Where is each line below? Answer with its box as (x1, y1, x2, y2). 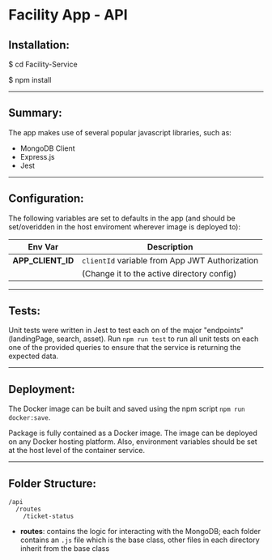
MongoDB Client (19, 143, 75, 153)
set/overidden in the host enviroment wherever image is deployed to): (8, 221, 241, 232)
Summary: (8, 106, 62, 120)
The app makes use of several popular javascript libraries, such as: (8, 127, 232, 137)
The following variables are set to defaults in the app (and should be (8, 213, 236, 223)
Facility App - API (8, 6, 128, 24)
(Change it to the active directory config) (81, 267, 237, 279)
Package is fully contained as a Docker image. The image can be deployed (8, 428, 257, 438)
